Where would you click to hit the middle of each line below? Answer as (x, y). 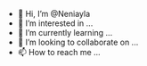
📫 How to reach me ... (59, 52)
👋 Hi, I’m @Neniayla (54, 14)
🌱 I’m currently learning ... (65, 33)
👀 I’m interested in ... (55, 23)
